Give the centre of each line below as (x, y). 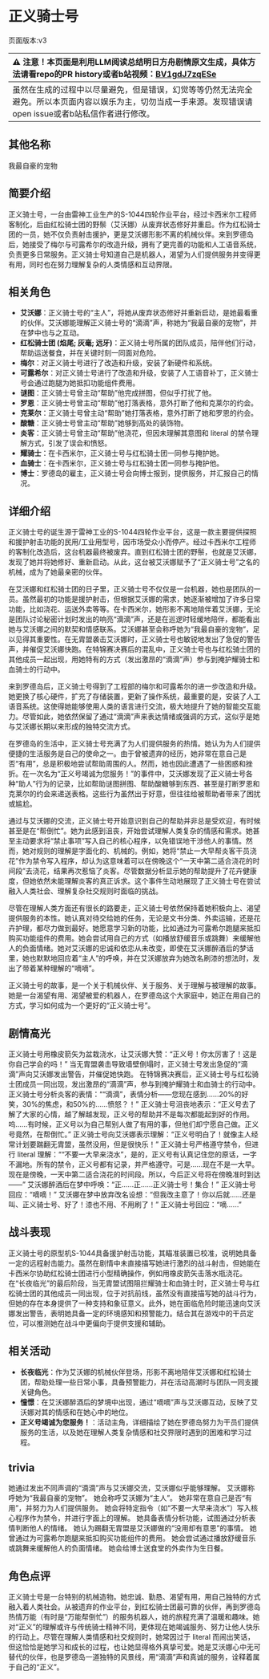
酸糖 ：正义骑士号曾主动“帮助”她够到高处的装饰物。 (104, 423)
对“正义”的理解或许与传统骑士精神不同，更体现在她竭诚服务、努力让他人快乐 (134, 1627)
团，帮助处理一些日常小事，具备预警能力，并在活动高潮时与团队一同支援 (139, 1382)
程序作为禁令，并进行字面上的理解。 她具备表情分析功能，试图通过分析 (132, 1518)
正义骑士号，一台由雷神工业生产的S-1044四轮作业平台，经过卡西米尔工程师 (133, 214)
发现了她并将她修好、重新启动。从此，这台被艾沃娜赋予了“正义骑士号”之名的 (134, 562)
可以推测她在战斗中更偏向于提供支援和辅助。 (96, 1323)
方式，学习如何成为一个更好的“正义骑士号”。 (82, 1006)
